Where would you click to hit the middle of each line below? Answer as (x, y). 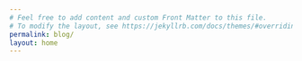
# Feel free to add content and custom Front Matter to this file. (138, 17)
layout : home (34, 43)
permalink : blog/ (42, 34)
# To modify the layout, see (64, 26)
